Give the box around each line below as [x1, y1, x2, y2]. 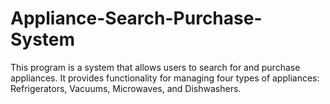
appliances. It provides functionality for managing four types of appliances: [10, 72, 320, 84]
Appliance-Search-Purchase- [10, 7, 263, 30]
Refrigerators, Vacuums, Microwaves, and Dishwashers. [10, 82, 242, 94]
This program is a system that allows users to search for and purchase [10, 61, 301, 73]
